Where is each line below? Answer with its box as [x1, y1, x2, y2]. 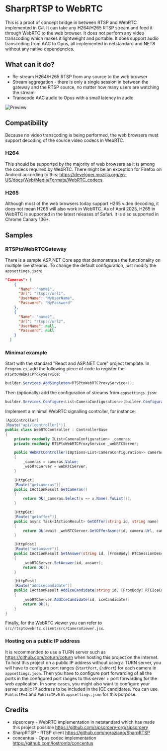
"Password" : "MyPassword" [18, 301, 72, 306]
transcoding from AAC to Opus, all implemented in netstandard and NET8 [5, 40, 156, 46]
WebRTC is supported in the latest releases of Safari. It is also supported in [5, 211, 159, 217]
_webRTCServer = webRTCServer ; [23, 464, 88, 469]
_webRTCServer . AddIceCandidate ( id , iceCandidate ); [23, 597, 130, 602]
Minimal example [5, 349, 47, 356]
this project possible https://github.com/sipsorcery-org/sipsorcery [12, 724, 148, 730]
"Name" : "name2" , [18, 314, 55, 319]
